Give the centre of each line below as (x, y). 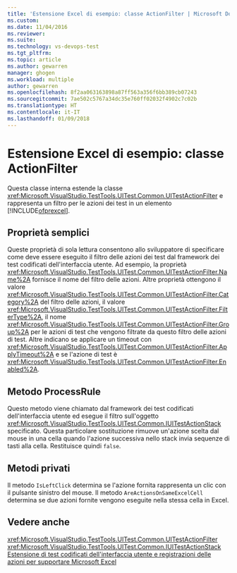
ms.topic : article (34, 60)
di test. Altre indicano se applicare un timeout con (79, 340)
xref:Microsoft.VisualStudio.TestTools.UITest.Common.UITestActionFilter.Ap (117, 347)
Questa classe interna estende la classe (65, 188)
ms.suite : (22, 40)
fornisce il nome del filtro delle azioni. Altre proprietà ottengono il (126, 280)
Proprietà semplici (48, 232)
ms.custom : (23, 20)
